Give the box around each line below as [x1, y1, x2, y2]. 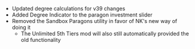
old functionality [20, 37, 61, 43]
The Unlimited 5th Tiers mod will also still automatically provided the [20, 30, 190, 37]
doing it [11, 24, 31, 31]
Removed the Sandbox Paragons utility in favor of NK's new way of [11, 18, 178, 24]
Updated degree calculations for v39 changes [11, 5, 126, 12]
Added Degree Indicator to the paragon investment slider [11, 11, 153, 18]
